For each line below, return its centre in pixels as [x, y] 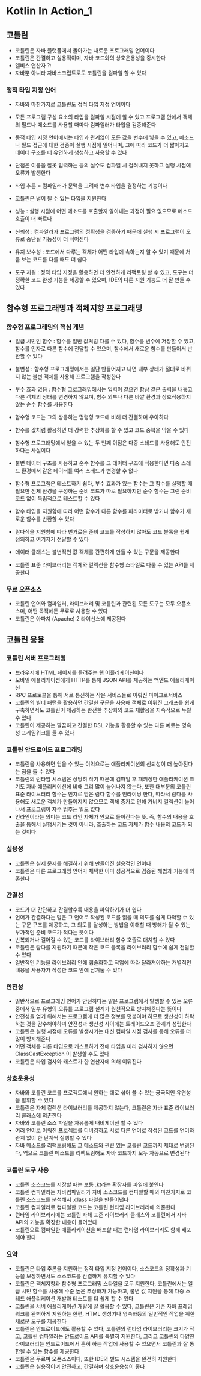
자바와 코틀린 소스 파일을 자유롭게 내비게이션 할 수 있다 [79, 1123]
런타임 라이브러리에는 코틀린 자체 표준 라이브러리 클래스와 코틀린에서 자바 [101, 1215]
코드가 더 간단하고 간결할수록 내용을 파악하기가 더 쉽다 [78, 909]
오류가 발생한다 [33, 173]
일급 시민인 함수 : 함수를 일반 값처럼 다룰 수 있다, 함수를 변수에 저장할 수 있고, [105, 341]
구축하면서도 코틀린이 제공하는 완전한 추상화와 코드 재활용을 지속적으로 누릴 [103, 710]
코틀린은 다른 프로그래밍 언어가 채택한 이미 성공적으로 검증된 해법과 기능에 [101, 871]
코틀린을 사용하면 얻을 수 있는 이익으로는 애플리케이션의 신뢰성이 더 [93, 764]
